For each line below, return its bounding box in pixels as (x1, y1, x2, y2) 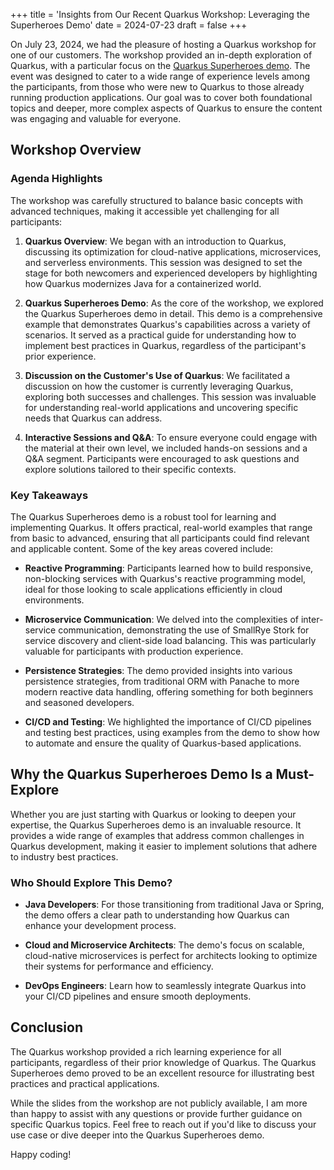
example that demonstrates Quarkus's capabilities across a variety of (24, 318, 312, 330)
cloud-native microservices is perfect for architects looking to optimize (24, 950, 318, 962)
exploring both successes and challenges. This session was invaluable (24, 390, 317, 403)
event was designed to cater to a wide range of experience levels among (10, 70, 311, 82)
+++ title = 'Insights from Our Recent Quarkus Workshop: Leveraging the (10, 9, 310, 20)
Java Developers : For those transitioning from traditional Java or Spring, (24, 899, 325, 911)
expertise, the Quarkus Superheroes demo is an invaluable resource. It (10, 819, 302, 831)
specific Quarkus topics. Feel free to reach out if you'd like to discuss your (10, 1118, 317, 1130)
